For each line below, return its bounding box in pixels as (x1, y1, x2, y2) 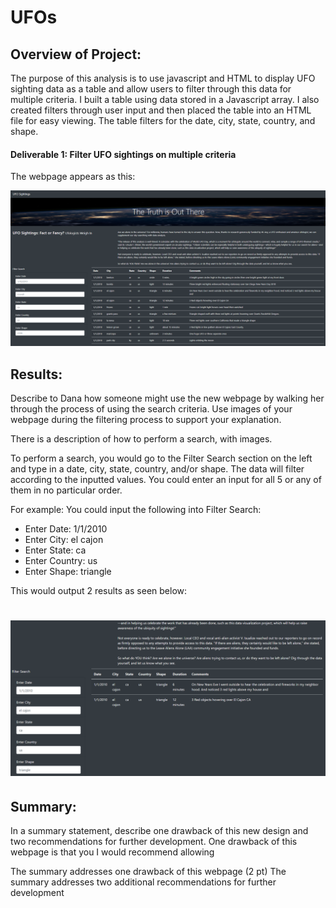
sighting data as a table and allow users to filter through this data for (10, 83, 292, 95)
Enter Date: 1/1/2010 (24, 523, 108, 535)
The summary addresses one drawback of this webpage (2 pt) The (10, 866, 287, 878)
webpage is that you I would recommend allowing (10, 846, 215, 858)
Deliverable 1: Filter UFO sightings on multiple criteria (10, 148, 237, 160)
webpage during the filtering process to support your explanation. (10, 414, 282, 426)
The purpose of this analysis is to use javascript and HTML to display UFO (10, 72, 316, 84)
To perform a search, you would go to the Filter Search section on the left (10, 452, 313, 465)
